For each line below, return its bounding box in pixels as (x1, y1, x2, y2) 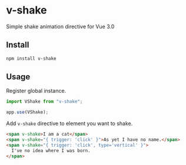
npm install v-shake (6, 55, 57, 62)
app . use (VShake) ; (6, 109, 49, 115)
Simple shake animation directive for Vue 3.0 (6, 23, 115, 30)
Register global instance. (6, 87, 67, 95)
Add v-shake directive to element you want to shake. (6, 120, 133, 127)
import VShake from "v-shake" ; (6, 99, 83, 105)
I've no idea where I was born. (11, 147, 91, 153)
